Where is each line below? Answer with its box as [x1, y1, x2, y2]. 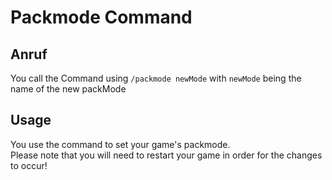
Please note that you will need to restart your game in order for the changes [10, 149, 323, 161]
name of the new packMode [10, 83, 127, 95]
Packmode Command [10, 6, 193, 29]
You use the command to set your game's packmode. [10, 138, 231, 150]
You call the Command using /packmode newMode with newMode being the [10, 72, 302, 84]
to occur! [10, 159, 48, 171]
